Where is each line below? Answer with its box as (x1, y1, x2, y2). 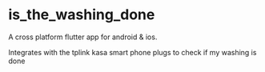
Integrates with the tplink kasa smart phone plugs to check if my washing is (8, 47, 257, 57)
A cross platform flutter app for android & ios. (8, 32, 158, 42)
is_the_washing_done (8, 6, 155, 24)
